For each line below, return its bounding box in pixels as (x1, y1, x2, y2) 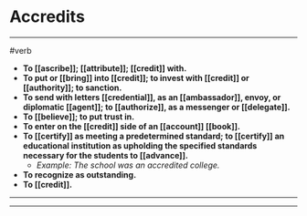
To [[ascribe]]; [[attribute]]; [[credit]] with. (22, 62, 187, 74)
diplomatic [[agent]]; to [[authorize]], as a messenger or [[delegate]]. (22, 101, 291, 112)
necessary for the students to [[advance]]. (22, 149, 189, 160)
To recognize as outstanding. (22, 169, 137, 180)
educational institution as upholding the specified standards (22, 139, 258, 151)
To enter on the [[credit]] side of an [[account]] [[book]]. (22, 120, 240, 131)
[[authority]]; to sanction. (22, 82, 122, 93)
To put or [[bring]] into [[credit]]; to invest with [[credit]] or (22, 72, 249, 83)
